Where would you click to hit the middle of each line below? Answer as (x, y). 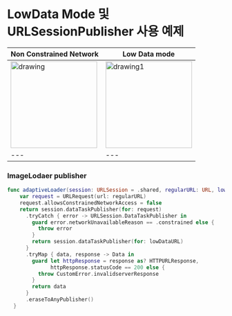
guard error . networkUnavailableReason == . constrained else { (123, 222)
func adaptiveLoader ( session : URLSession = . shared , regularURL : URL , (111, 190)
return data (49, 287)
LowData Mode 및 (58, 14)
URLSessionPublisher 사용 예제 (96, 32)
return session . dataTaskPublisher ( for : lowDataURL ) (108, 242)
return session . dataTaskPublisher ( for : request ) (91, 209)
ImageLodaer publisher (47, 175)
